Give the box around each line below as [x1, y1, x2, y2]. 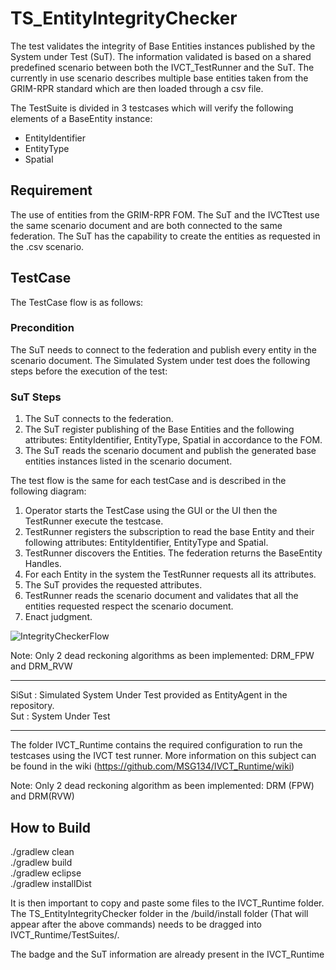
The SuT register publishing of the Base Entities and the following [24, 423, 295, 436]
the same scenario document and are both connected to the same [10, 219, 283, 231]
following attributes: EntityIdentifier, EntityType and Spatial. [24, 537, 269, 549]
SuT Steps [10, 390, 62, 404]
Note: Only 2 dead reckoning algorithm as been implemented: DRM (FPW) [10, 780, 315, 792]
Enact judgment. [24, 611, 93, 623]
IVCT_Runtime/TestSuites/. [10, 928, 120, 941]
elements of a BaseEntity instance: [10, 112, 153, 124]
